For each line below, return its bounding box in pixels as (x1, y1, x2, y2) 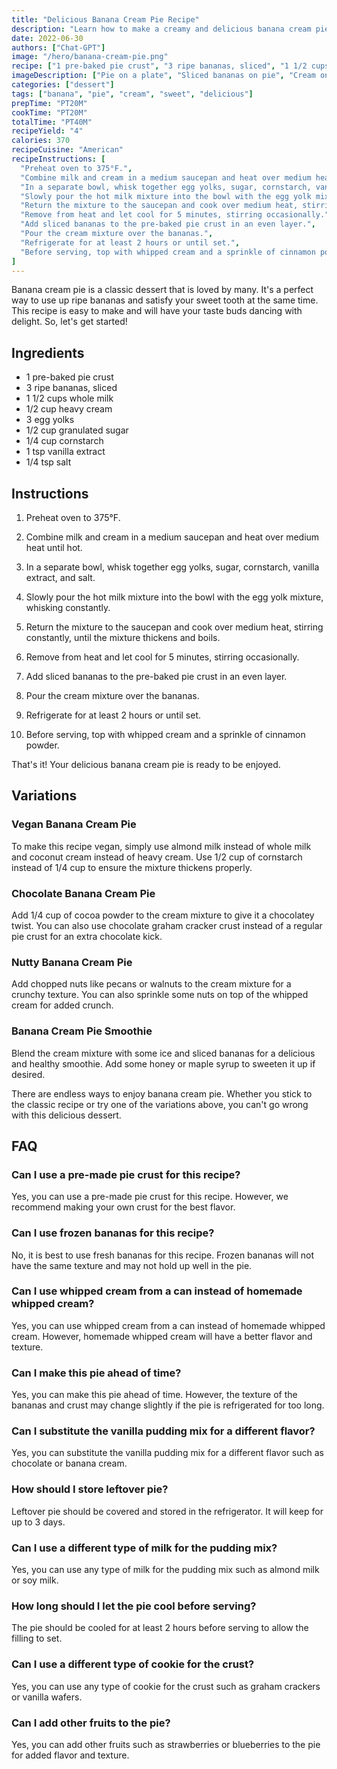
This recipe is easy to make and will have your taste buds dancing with (11, 305, 303, 317)
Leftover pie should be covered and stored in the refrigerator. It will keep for (11, 1505, 324, 1517)
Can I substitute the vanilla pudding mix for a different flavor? (11, 1424, 316, 1438)
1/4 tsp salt (25, 456, 72, 468)
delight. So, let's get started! (11, 316, 128, 328)
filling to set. (11, 1632, 63, 1645)
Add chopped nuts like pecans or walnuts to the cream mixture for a (11, 978, 292, 990)
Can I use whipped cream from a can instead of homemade (11, 1284, 303, 1298)
